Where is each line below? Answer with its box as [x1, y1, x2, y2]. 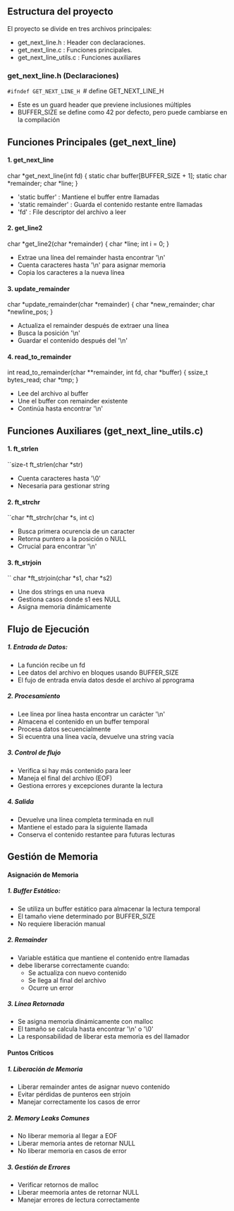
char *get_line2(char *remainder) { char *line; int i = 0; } [7, 240, 169, 248]
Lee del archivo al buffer [17, 389, 89, 398]
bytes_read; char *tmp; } [7, 376, 79, 384]
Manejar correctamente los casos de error [17, 1098, 141, 1106]
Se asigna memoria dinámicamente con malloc [17, 1017, 154, 1026]
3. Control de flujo [7, 748, 61, 757]
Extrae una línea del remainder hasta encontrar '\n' [17, 253, 166, 261]
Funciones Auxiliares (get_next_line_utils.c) [7, 425, 204, 437]
